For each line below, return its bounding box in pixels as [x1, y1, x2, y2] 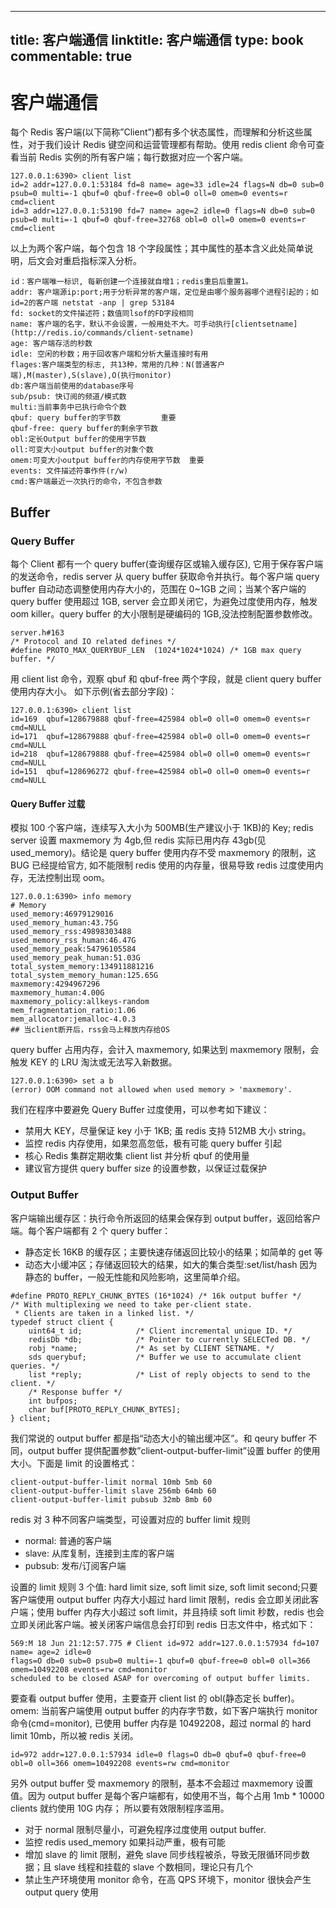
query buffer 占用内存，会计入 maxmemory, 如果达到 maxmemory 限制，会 [10, 1044, 320, 1056]
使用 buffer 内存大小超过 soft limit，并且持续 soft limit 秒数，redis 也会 [36, 1606, 325, 1618]
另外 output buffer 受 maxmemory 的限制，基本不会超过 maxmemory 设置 [10, 1777, 314, 1789]
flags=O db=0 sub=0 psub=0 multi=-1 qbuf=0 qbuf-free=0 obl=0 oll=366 [10, 1656, 311, 1666]
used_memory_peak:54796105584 [10, 944, 137, 955]
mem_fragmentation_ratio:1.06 [10, 1006, 137, 1016]
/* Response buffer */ [28, 1387, 123, 1397]
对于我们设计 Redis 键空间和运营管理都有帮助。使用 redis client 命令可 [27, 139, 317, 151]
